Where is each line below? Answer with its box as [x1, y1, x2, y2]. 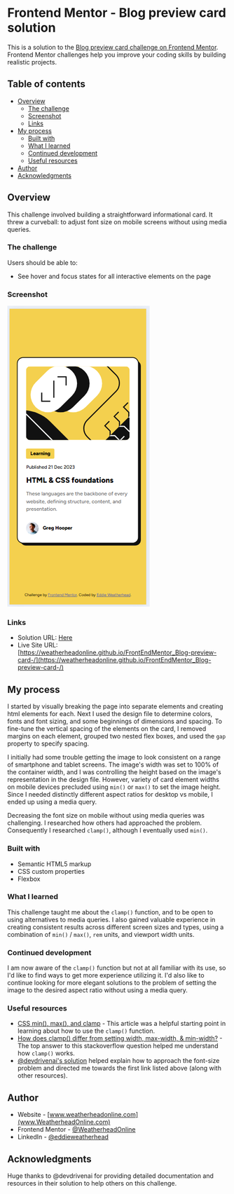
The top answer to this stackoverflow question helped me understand [17, 1042, 219, 1050]
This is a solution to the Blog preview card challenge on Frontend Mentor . [7, 43, 219, 51]
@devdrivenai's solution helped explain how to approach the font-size [17, 1057, 220, 1065]
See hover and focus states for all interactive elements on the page [17, 272, 212, 280]
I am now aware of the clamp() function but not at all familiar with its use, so [7, 963, 226, 972]
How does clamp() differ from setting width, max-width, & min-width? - [17, 1034, 223, 1043]
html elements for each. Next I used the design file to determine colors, [7, 710, 213, 718]
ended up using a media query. [7, 797, 97, 807]
